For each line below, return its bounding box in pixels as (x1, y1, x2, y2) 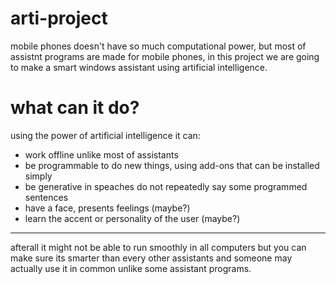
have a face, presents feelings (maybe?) (24, 202, 191, 214)
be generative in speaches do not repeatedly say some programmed (24, 180, 308, 192)
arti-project (10, 7, 108, 30)
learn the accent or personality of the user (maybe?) (24, 212, 241, 224)
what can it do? (10, 97, 140, 119)
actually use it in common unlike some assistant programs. (10, 262, 252, 274)
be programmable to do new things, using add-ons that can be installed (24, 159, 320, 171)
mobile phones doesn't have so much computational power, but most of (10, 40, 307, 52)
